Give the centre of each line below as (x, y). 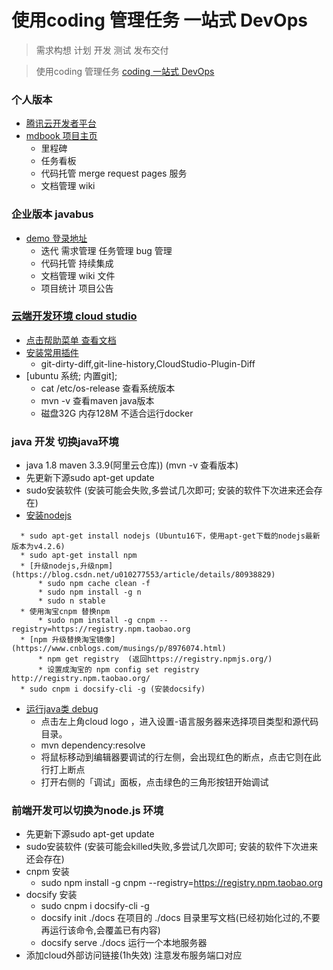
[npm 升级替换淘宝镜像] (72, 640)
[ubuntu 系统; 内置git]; (71, 375)
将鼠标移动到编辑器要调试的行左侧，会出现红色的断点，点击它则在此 (181, 757)
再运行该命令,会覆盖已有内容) (100, 930)
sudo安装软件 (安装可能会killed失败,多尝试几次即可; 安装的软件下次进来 (172, 847)
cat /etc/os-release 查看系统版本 (108, 388)
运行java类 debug (62, 709)
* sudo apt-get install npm (79, 556)
